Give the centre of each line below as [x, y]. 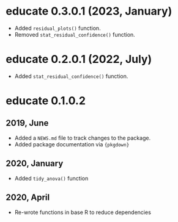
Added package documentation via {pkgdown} [72, 144]
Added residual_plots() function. [58, 28]
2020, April [28, 197]
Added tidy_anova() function [51, 178]
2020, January [35, 164]
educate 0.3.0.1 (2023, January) [89, 11]
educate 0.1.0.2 [46, 101]
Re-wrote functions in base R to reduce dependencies [83, 212]
